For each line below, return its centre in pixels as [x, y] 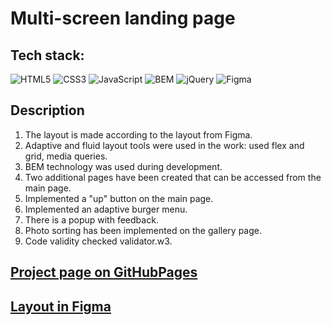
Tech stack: [47, 55]
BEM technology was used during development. [123, 166]
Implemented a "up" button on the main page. [119, 198]
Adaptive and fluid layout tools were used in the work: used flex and [164, 145]
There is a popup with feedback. [91, 219]
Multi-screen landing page [123, 18]
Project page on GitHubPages [104, 272]
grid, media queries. [66, 156]
